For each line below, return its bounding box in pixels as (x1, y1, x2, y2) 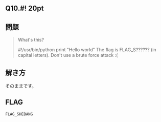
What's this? (17, 37, 44, 43)
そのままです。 (5, 83, 37, 89)
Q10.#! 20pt (5, 4, 44, 13)
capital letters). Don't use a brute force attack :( (17, 52, 118, 58)
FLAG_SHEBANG (5, 111, 33, 117)
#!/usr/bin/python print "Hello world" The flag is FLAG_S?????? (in (17, 47, 157, 53)
